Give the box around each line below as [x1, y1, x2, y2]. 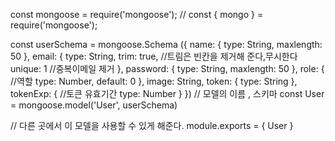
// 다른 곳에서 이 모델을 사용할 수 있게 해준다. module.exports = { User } [10, 120, 294, 131]
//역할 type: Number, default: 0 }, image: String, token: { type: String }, [10, 75, 298, 87]
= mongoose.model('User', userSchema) [10, 99, 178, 111]
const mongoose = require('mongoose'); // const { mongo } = [10, 9, 264, 20]
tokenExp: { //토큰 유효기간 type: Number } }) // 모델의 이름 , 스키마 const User [10, 88, 325, 99]
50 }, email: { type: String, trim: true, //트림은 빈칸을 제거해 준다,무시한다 [10, 50, 298, 62]
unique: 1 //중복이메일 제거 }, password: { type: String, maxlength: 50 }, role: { [10, 63, 325, 74]
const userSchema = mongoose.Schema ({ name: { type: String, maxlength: [10, 39, 323, 50]
